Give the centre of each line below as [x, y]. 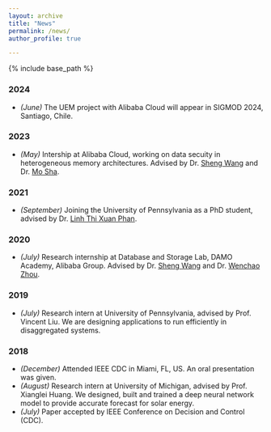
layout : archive [36, 16]
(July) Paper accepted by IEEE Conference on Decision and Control [132, 412]
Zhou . [30, 274]
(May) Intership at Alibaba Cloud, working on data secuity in [120, 154]
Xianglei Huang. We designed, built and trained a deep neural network [137, 395]
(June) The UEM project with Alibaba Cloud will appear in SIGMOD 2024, [142, 107]
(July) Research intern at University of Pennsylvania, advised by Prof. [135, 313]
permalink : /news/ [39, 31]
